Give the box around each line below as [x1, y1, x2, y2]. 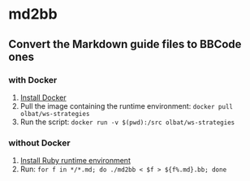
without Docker [8, 137, 71, 149]
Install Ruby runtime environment [19, 156, 131, 166]
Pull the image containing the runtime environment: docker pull [19, 101, 234, 110]
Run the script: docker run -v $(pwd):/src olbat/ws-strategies [19, 117, 235, 127]
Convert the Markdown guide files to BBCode [8, 37, 242, 51]
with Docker [8, 74, 58, 85]
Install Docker [19, 93, 67, 102]
